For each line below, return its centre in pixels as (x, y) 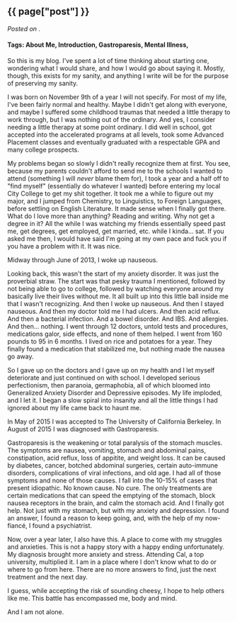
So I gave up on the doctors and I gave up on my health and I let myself (111, 371)
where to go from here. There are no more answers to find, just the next (112, 570)
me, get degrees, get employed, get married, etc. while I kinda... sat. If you (116, 231)
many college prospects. (44, 150)
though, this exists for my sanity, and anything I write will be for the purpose (118, 76)
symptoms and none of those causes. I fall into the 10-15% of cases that (112, 480)
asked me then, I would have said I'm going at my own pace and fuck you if (117, 239)
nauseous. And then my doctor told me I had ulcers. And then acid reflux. (114, 312)
